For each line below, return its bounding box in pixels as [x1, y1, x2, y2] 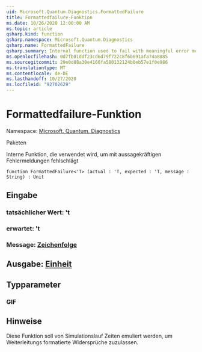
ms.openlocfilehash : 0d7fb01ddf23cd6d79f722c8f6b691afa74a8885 [6, 54, 168, 60]
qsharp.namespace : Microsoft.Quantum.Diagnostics [6, 37, 133, 43]
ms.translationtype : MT [6, 64, 66, 71]
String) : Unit [6, 174, 44, 180]
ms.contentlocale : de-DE [6, 70, 69, 76]
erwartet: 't [6, 224, 40, 233]
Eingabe [6, 190, 38, 200]
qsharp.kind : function [6, 31, 63, 37]
